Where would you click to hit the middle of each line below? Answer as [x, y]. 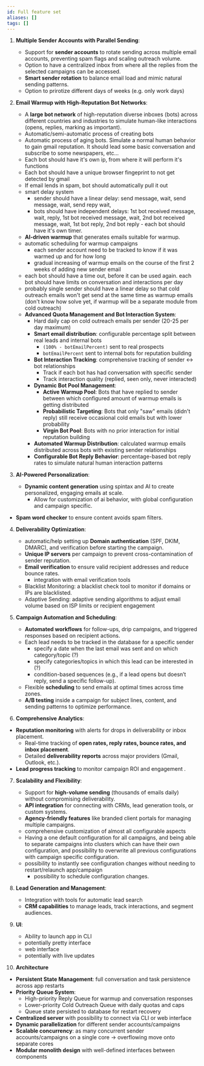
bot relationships [54, 366]
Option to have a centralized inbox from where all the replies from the [111, 65]
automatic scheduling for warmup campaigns [81, 244]
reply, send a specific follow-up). [75, 681]
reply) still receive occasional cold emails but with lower [112, 418]
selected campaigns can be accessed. [73, 72]
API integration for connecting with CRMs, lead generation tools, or [109, 805]
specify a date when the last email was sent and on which [106, 649]
